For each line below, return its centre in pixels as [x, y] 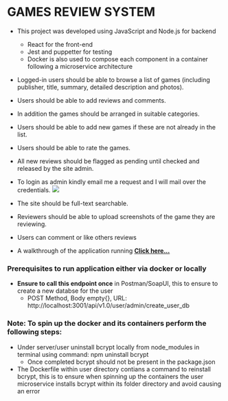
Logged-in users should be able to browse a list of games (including [114, 79]
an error [28, 391]
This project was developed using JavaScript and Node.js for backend [116, 31]
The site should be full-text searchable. [72, 203]
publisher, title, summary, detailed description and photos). [100, 87]
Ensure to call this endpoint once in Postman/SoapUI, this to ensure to [117, 284]
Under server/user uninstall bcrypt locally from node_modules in [108, 347]
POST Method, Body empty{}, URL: [77, 298]
